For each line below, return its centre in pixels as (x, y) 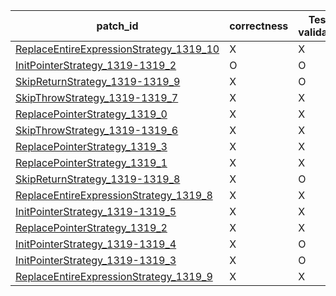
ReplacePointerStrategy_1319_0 (91, 114)
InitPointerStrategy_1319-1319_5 (96, 211)
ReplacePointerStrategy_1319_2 (91, 227)
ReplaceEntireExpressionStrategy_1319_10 (117, 49)
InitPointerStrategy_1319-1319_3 (96, 260)
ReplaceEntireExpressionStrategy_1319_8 (114, 195)
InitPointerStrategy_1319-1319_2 (96, 65)
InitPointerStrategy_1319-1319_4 (96, 244)
